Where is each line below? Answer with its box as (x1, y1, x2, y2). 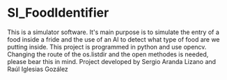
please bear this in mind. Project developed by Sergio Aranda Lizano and (7, 57, 217, 65)
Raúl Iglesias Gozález (7, 65, 68, 73)
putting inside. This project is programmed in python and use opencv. (7, 42, 207, 51)
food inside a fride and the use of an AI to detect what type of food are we (7, 35, 221, 43)
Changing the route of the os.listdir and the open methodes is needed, (7, 50, 209, 58)
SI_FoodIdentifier (7, 5, 109, 21)
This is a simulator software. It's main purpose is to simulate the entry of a (7, 28, 219, 36)
